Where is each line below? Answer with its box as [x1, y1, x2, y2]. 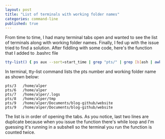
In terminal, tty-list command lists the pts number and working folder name [5, 69, 156, 74]
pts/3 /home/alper [5, 83, 48, 89]
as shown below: [5, 74, 39, 80]
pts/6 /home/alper [5, 88, 48, 93]
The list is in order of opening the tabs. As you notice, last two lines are [5, 114, 149, 120]
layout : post [5, 7, 32, 12]
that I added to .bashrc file [5, 50, 58, 56]
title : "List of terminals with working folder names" [5, 12, 120, 17]
